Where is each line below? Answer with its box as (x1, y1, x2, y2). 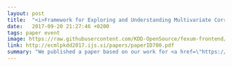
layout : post (7, 10, 45, 17)
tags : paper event (7, 29, 60, 36)
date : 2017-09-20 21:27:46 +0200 (7, 23, 110, 30)
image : (7, 36, 26, 43)
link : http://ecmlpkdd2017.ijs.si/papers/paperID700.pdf (7, 42, 175, 49)
